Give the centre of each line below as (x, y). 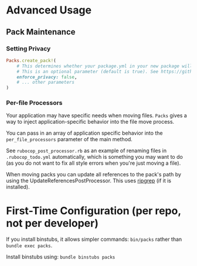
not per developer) (52, 223)
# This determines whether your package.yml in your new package (98, 66)
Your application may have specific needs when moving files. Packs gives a (97, 115)
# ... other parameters (46, 83)
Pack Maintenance (41, 32)
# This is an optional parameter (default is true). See (88, 71)
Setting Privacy (28, 49)
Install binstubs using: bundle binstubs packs (61, 257)
